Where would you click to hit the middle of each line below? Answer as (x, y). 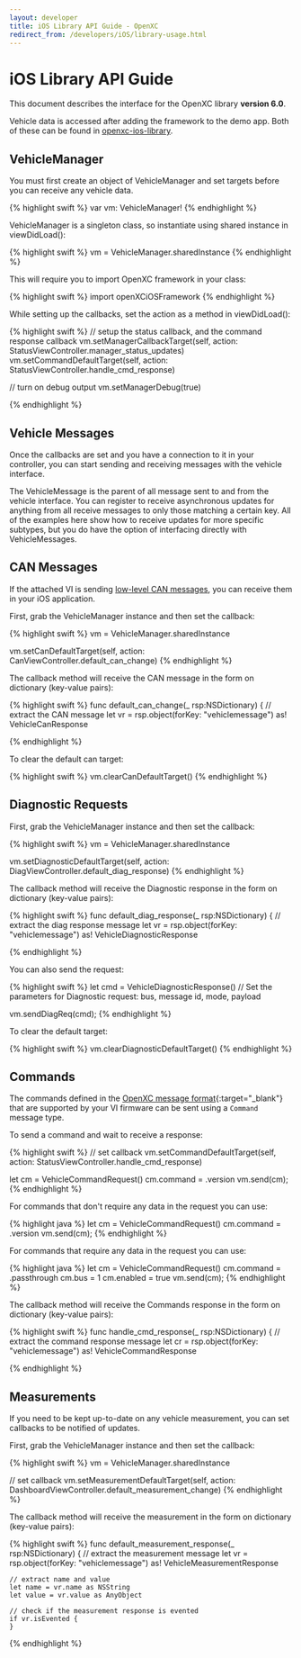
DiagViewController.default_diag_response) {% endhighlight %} (127, 870)
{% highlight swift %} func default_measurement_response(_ (122, 1544)
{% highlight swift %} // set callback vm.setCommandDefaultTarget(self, (143, 1152)
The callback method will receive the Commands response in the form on (145, 1305)
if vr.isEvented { (44, 1619)
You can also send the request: (66, 969)
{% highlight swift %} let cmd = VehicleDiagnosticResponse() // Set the (141, 987)
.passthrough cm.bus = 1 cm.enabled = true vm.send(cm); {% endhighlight (147, 1278)
